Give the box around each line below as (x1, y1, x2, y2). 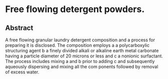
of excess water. (5, 69, 39, 75)
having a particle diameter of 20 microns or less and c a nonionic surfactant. (5, 53, 163, 59)
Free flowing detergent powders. (5, 4, 145, 15)
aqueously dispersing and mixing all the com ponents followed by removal (5, 64, 158, 69)
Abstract (5, 24, 34, 32)
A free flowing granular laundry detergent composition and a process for (5, 37, 155, 43)
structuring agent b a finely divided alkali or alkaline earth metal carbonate (5, 48, 159, 53)
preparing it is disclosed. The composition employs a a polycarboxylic (5, 42, 150, 48)
